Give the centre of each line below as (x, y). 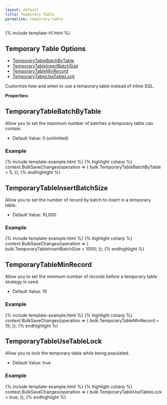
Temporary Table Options (45, 48)
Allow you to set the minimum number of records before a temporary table (81, 276)
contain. (13, 129)
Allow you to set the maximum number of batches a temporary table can (79, 123)
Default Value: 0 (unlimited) (40, 138)
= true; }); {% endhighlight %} (36, 397)
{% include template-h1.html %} (38, 33)
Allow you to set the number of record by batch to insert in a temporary (78, 200)
